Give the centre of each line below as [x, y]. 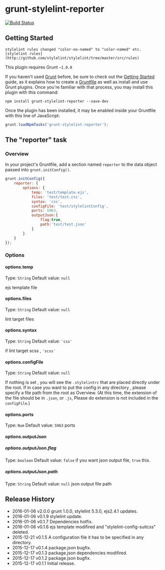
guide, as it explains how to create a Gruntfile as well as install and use [77, 81]
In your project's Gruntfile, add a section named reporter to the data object [81, 164]
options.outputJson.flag [31, 448]
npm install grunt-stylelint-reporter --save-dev [57, 101]
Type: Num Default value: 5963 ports [40, 425]
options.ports [19, 414]
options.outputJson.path [31, 471]
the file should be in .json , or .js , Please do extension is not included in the [82, 398]
